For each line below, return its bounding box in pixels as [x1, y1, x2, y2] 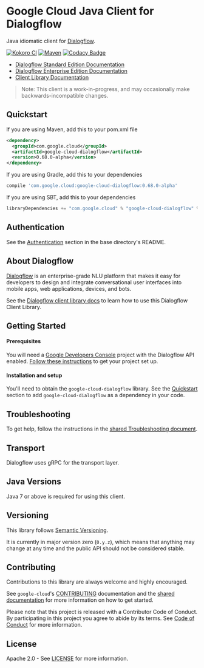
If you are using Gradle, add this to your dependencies [6, 171, 143, 179]
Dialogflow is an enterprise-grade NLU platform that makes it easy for [6, 272, 181, 279]
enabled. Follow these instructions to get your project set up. [6, 358, 158, 365]
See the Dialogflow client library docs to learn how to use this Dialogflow [6, 296, 188, 304]
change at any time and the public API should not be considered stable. [6, 545, 185, 552]
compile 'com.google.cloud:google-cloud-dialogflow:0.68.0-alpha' [6, 183, 178, 189]
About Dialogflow [6, 256, 74, 267]
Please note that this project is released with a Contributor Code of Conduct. [6, 608, 198, 616]
